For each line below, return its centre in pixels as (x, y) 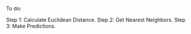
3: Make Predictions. (31, 26)
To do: (14, 8)
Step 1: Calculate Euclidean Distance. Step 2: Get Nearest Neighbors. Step (96, 20)
